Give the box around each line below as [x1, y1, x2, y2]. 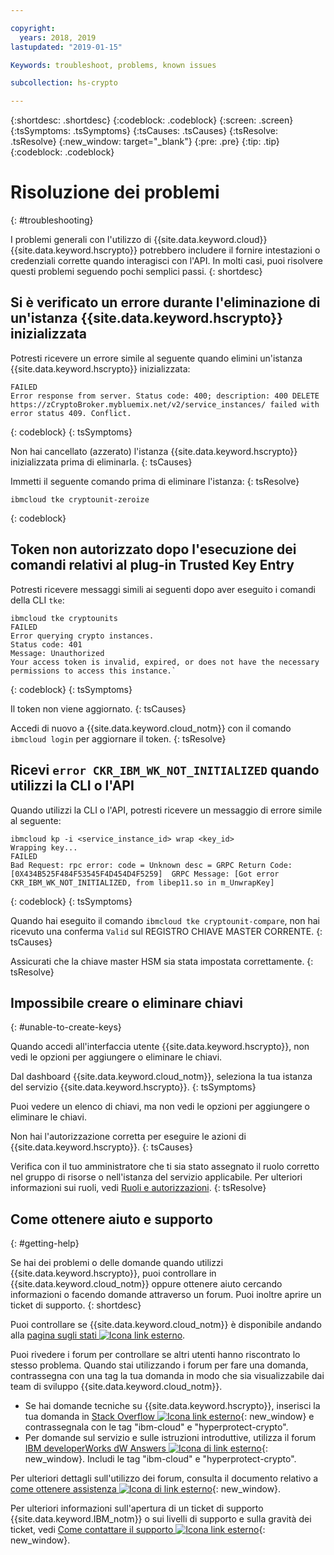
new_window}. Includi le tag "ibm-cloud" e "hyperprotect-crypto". [24, 1453, 297, 1465]
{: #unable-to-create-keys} [10, 1021, 122, 1033]
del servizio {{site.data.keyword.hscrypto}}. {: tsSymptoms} [10, 1081, 257, 1093]
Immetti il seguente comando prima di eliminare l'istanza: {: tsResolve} [10, 475, 300, 487]
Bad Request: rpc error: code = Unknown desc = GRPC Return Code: [10, 860, 293, 870]
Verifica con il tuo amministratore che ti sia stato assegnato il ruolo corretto [10, 1161, 320, 1173]
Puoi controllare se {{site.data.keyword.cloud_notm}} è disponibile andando [10, 1319, 322, 1331]
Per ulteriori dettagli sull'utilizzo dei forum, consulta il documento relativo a [10, 1472, 319, 1485]
